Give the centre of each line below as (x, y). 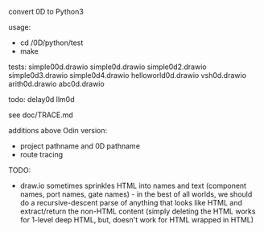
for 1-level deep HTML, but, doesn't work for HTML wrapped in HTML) (137, 220)
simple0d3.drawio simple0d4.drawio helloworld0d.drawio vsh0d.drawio (128, 75)
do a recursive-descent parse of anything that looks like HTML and (131, 203)
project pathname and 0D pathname (80, 146)
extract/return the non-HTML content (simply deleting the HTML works (138, 211)
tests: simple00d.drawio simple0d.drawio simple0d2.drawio (107, 67)
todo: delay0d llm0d (41, 99)
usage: (20, 27)
